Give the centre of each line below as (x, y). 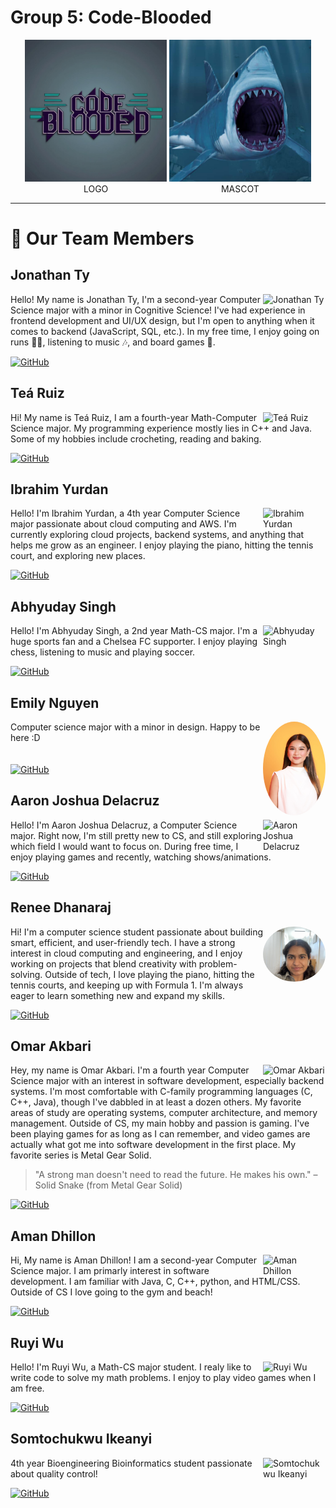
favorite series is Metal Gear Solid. (81, 1155)
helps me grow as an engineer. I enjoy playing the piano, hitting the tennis (162, 545)
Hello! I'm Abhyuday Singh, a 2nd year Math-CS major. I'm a (134, 631)
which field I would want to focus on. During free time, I (124, 846)
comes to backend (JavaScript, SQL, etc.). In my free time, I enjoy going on (165, 331)
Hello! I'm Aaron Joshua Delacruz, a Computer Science (124, 825)
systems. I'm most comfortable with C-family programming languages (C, (161, 1092)
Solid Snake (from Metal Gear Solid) (108, 1185)
